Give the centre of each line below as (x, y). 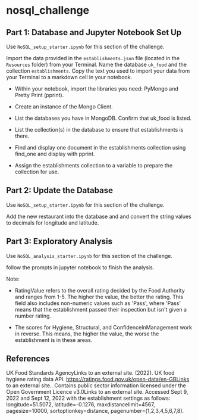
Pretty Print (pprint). (39, 95)
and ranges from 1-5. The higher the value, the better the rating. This (99, 297)
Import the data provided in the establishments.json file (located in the (93, 58)
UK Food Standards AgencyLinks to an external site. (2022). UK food (90, 373)
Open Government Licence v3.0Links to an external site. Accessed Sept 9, (97, 392)
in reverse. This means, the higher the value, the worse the (87, 334)
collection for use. (37, 172)
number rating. (33, 316)
